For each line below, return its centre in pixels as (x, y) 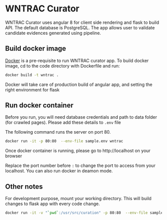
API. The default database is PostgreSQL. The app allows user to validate (80, 27)
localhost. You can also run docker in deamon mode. (59, 171)
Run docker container (39, 106)
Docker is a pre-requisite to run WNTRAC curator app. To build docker (77, 61)
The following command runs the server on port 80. (58, 132)
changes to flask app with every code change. (53, 204)
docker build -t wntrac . (32, 75)
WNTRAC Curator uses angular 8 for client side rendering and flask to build (82, 22)
